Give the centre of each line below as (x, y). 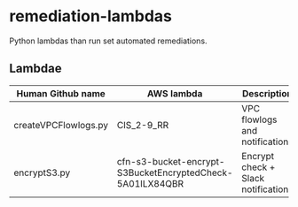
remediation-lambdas (91, 16)
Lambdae (35, 69)
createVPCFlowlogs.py (61, 125)
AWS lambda (175, 93)
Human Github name (61, 93)
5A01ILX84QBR (150, 183)
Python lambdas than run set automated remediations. (108, 41)
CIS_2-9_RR (143, 125)
